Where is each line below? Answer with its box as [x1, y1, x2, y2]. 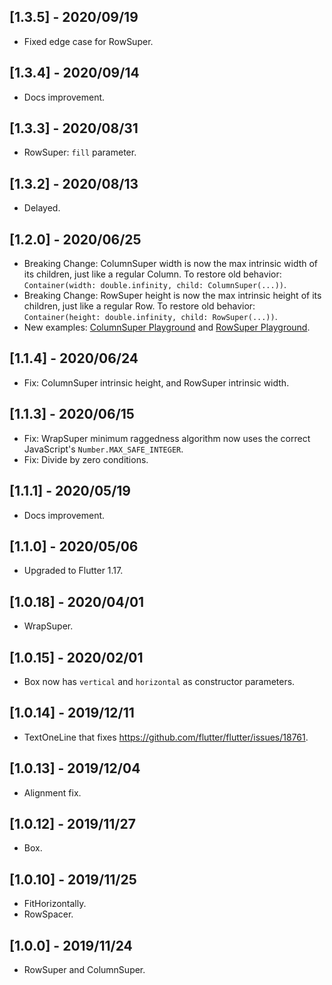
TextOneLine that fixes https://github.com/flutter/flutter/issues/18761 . [23, 731, 309, 743]
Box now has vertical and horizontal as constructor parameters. [23, 675, 296, 687]
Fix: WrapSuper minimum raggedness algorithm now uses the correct [23, 432, 311, 444]
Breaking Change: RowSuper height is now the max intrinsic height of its [23, 290, 322, 302]
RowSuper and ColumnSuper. [23, 964, 146, 975]
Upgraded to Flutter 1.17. [23, 565, 124, 577]
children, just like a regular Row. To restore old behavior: [23, 300, 256, 312]
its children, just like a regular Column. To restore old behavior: [23, 268, 282, 280]
